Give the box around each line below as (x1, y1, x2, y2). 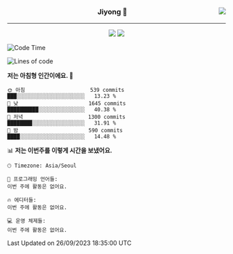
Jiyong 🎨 (97, 7, 128, 17)
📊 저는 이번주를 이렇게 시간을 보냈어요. (7, 146, 113, 154)
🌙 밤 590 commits (7, 127, 123, 134)
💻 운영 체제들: (7, 218, 46, 225)
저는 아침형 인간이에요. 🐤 (7, 72, 74, 80)
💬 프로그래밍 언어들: (7, 176, 58, 183)
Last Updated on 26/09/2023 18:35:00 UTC (7, 239, 132, 247)
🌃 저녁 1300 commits (7, 113, 126, 121)
